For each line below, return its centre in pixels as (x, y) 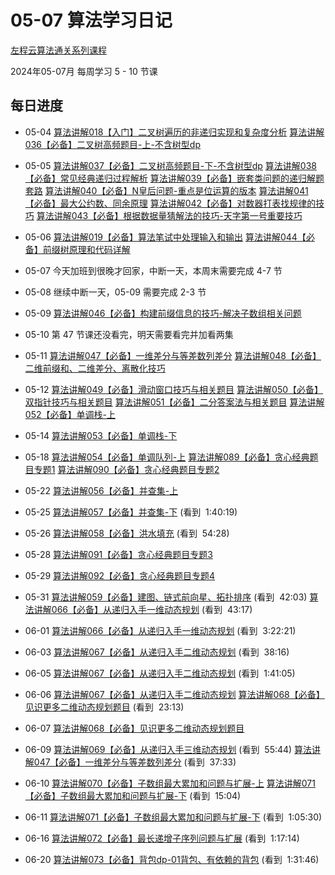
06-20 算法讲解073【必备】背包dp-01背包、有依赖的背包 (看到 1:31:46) (172, 859)
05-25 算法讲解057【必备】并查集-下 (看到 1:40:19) (131, 512)
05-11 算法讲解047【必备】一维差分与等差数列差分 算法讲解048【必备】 (173, 355)
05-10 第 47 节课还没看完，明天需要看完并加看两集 (129, 334)
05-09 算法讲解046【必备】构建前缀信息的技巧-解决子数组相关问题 (163, 313)
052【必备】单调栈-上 (70, 414)
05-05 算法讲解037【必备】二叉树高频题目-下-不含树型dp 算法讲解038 (170, 165)
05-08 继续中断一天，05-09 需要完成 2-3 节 (115, 292)
